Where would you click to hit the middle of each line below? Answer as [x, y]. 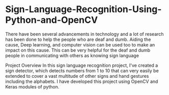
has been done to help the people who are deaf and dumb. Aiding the [78, 39]
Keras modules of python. [32, 86]
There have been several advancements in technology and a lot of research [84, 34]
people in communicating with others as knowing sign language [72, 55]
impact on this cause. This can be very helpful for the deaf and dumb [78, 50]
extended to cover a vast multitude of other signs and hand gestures [77, 76]
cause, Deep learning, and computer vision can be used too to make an [80, 44]
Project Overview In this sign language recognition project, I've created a [82, 65]
